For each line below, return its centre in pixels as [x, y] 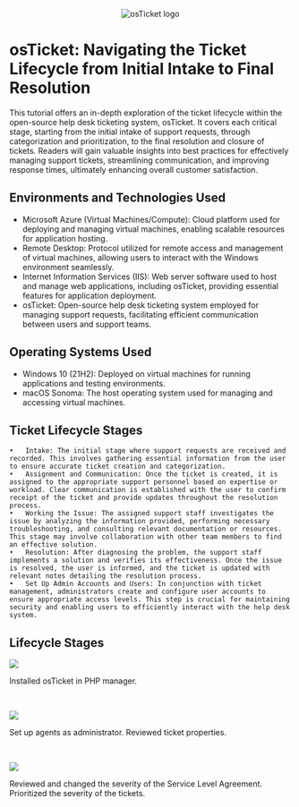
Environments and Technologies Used [118, 198]
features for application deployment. [89, 295]
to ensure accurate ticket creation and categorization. [118, 467]
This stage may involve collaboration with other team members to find [145, 537]
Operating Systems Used [81, 352]
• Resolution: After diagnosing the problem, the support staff [136, 553]
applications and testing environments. [94, 383]
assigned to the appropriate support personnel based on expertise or [144, 482]
